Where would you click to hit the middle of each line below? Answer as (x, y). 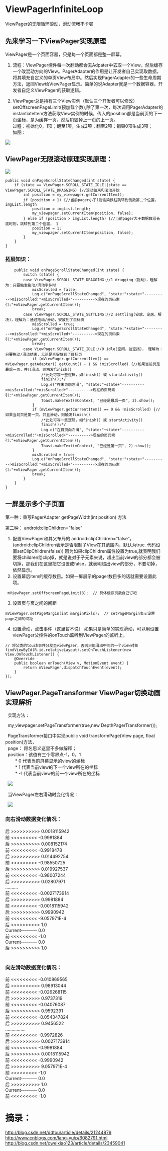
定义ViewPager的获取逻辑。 (55, 90)
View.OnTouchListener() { (32, 654)
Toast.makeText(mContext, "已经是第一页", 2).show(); (96, 446)
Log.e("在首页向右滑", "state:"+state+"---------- (93, 430)
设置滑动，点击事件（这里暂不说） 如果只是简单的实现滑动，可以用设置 (86, 629)
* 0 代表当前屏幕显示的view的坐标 (50, 761)
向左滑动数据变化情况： (33, 967)
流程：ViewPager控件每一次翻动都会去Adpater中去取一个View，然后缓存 (88, 65)
